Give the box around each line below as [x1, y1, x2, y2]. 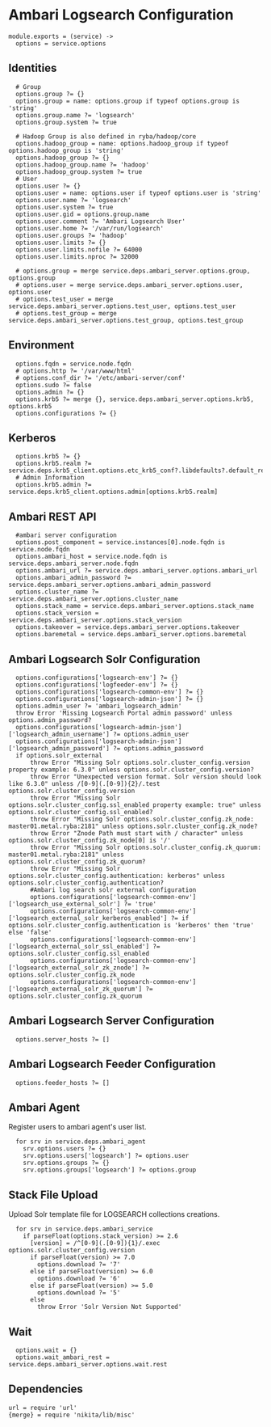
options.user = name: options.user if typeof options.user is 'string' [15, 188, 262, 197]
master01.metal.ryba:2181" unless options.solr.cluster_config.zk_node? [8, 822, 258, 830]
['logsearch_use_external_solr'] [8, 900, 121, 908]
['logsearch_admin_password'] [8, 745, 110, 753]
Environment [8, 338, 75, 353]
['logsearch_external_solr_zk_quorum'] [8, 985, 143, 993]
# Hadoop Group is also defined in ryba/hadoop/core [15, 132, 197, 141]
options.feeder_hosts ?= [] [15, 1079, 110, 1087]
